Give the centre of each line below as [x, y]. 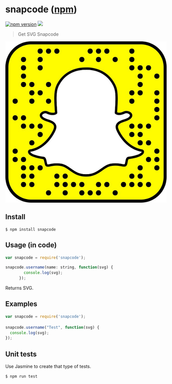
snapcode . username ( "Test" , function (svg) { [52, 327]
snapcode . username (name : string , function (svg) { [59, 267]
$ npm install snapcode [31, 229]
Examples [21, 304]
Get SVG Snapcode [38, 34]
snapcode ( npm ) [41, 9]
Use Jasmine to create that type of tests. [48, 367]
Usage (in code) [31, 245]
